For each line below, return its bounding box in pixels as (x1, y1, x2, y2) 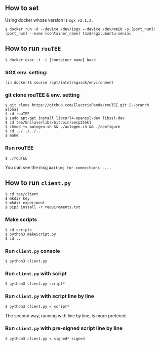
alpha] (5, 107, 19, 112)
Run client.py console (5, 247, 60, 254)
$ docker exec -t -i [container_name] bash (5, 57, 96, 62)
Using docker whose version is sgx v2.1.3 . (5, 17, 94, 23)
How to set (5, 4, 39, 12)
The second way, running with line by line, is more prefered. (5, 312, 127, 318)
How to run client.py (5, 178, 71, 187)
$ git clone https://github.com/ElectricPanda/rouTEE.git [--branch (5, 103, 149, 108)
